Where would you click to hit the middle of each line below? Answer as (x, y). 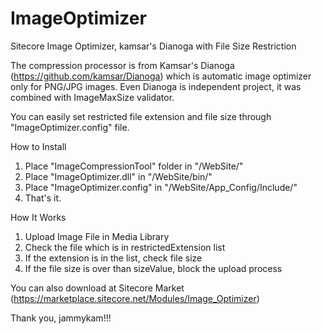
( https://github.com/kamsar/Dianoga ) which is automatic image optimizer (161, 76)
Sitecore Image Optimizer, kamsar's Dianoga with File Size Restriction (153, 46)
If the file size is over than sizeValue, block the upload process (153, 268)
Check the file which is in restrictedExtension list (125, 247)
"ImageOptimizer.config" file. (70, 127)
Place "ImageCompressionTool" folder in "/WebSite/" (134, 166)
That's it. (43, 198)
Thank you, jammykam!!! (61, 318)
